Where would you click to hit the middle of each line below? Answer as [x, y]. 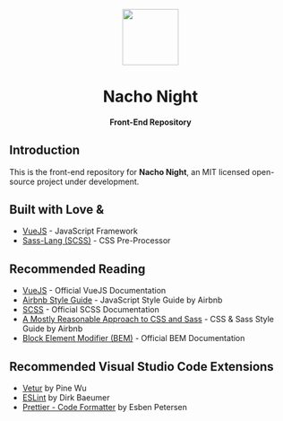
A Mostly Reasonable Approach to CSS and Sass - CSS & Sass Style [148, 320]
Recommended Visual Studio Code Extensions [142, 367]
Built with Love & [57, 210]
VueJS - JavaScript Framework [80, 231]
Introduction [45, 150]
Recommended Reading [77, 269]
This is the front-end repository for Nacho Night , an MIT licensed [130, 171]
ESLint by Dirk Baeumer [66, 398]
